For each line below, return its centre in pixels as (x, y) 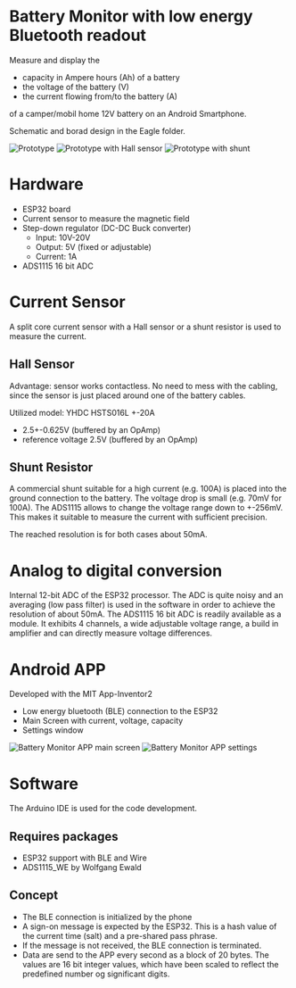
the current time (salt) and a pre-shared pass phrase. (120, 935)
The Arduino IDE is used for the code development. (103, 809)
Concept (34, 896)
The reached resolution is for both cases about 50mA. (108, 535)
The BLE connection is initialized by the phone (107, 917)
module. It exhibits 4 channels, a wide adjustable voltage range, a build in (144, 624)
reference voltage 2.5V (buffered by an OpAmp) (110, 439)
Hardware (46, 184)
